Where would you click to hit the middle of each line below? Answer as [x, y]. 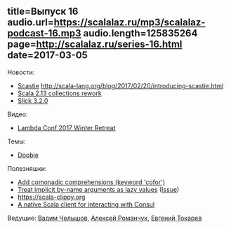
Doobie [28, 155]
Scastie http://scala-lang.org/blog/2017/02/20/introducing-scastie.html [120, 85]
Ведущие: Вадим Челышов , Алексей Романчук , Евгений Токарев [105, 218]
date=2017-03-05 [47, 55]
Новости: [21, 72]
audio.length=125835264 [140, 33]
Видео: [18, 114]
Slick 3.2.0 [33, 100]
